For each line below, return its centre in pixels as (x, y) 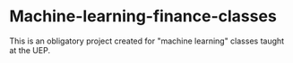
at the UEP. (30, 50)
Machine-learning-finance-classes (143, 16)
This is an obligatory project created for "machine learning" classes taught (147, 41)
